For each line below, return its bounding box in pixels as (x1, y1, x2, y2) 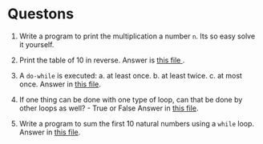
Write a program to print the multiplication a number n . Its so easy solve (18, 31, 256, 41)
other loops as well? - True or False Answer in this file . (18, 103, 199, 113)
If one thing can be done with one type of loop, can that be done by (18, 94, 243, 104)
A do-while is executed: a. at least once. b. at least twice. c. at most (18, 70, 242, 80)
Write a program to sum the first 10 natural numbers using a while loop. (18, 118, 254, 128)
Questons (7, 5, 74, 23)
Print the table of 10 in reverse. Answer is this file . (18, 55, 185, 65)
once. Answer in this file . (18, 79, 101, 89)
